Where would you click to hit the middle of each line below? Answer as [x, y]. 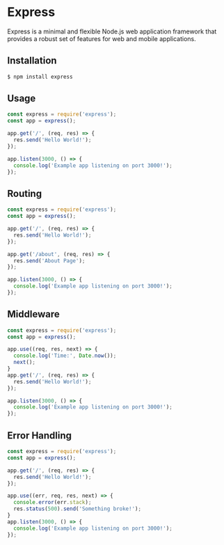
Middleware [34, 314]
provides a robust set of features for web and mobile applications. [102, 38]
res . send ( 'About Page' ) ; [49, 261]
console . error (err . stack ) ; [53, 503]
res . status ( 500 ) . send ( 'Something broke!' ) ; [77, 509]
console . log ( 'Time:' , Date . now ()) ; [65, 356]
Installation [32, 61]
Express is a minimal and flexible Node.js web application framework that [112, 31]
